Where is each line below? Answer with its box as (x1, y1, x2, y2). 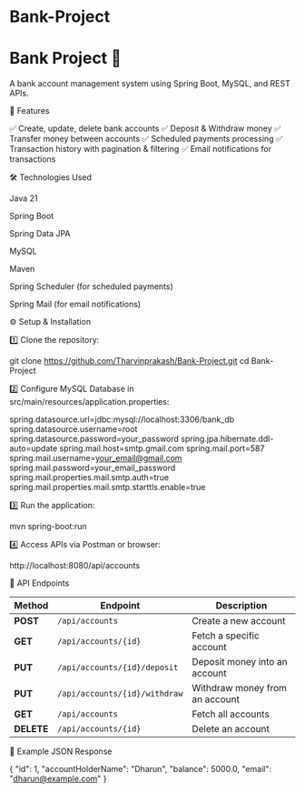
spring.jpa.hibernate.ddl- (181, 434, 274, 445)
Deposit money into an (192, 656, 288, 668)
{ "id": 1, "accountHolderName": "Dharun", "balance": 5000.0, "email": (9, 764, 272, 775)
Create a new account (192, 615, 286, 627)
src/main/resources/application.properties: (9, 396, 170, 407)
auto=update (9, 443, 58, 454)
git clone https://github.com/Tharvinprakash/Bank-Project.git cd (9, 356, 250, 366)
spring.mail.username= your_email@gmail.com (9, 453, 182, 464)
